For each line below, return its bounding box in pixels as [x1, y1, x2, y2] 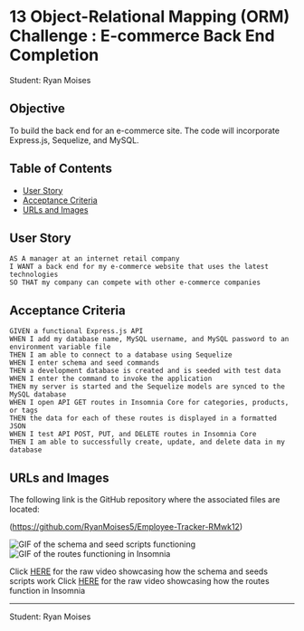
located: [9, 504, 40, 514]
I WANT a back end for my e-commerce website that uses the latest [9, 263, 270, 272]
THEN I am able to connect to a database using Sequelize [9, 350, 233, 359]
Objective [9, 101, 66, 117]
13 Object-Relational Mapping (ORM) [9, 6, 290, 27]
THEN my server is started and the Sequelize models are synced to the [9, 382, 285, 391]
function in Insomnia [9, 586, 86, 596]
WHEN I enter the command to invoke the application [9, 374, 213, 384]
